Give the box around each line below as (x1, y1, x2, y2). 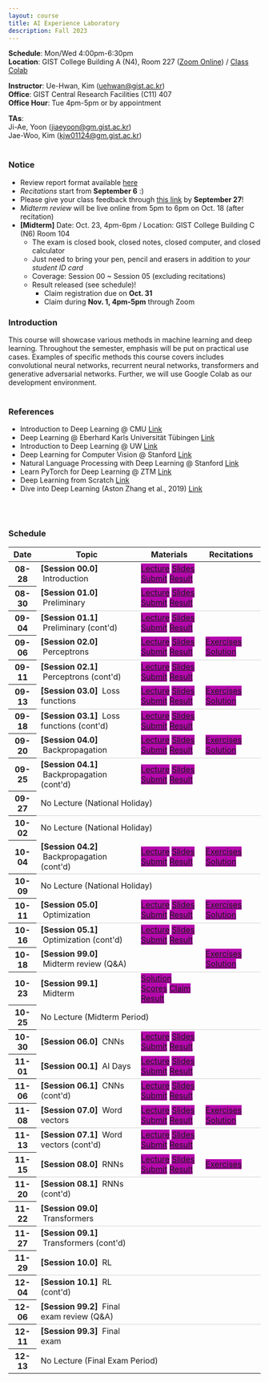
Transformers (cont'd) (42, 1238, 126, 1249)
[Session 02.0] (40, 636, 98, 648)
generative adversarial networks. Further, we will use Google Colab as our (8, 369, 252, 378)
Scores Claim (140, 983, 191, 994)
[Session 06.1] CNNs (40, 1080, 125, 1091)
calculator (31, 245, 66, 255)
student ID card (31, 262, 84, 273)
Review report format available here (19, 177, 139, 187)
